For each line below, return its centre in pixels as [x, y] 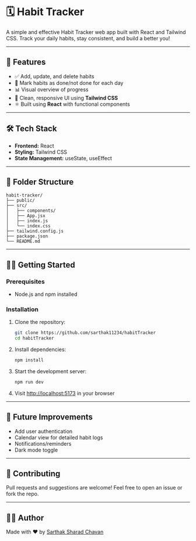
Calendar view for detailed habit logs [59, 437]
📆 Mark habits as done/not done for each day [69, 82]
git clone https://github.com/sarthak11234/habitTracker [85, 333]
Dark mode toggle [36, 450]
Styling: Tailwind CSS [41, 152]
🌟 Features [26, 62]
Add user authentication [43, 431]
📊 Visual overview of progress [51, 89]
